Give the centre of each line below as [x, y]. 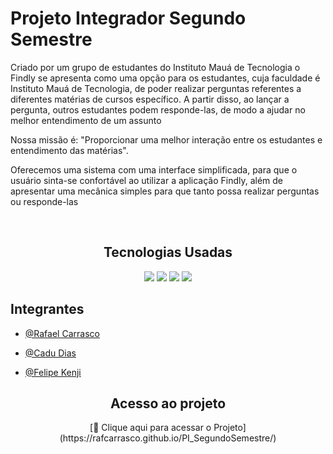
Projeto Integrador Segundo [128, 18]
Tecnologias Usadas [168, 252]
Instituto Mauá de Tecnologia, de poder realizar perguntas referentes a [156, 88]
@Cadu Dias [50, 353]
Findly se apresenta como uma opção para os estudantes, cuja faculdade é [165, 78]
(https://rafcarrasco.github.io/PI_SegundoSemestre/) [168, 438]
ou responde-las [44, 201]
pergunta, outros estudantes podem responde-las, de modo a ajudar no [158, 109]
